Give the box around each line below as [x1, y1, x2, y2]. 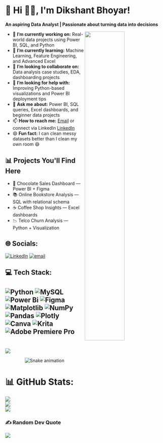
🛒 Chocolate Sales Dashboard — [12, 180, 81, 187]
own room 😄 [12, 141, 40, 147]
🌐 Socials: [5, 239, 38, 248]
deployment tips [12, 96, 46, 102]
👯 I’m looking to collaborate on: [12, 63, 79, 69]
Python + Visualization [12, 225, 60, 231]
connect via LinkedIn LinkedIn [12, 125, 75, 131]
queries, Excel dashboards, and [12, 106, 79, 113]
